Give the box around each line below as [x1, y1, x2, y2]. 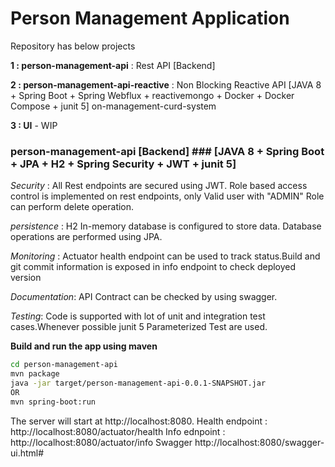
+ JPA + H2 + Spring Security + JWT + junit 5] [10, 157, 237, 171]
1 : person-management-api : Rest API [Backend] [10, 59, 216, 71]
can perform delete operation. [10, 201, 135, 213]
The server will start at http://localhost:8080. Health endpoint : [10, 415, 268, 427]
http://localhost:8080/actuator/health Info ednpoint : [10, 425, 226, 437]
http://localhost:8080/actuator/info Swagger [10, 436, 193, 448]
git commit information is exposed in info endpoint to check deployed [10, 261, 297, 273]
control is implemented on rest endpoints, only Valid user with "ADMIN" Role [10, 190, 325, 202]
